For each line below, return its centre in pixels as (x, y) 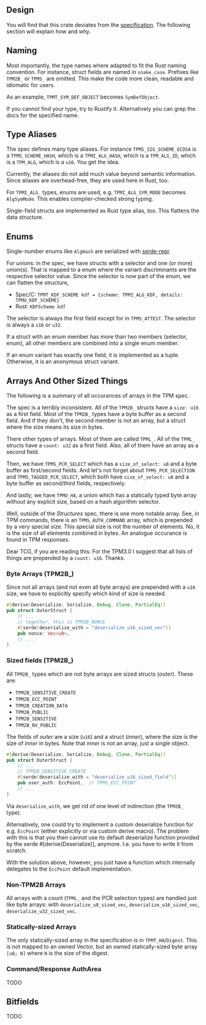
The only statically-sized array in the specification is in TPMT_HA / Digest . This (102, 940)
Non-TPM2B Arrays (36, 885)
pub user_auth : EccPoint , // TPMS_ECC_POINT (77, 783)
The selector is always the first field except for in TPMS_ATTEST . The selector (101, 319)
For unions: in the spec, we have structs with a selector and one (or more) (100, 263)
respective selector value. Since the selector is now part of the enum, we (99, 276)
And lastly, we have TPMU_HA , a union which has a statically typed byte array (101, 495)
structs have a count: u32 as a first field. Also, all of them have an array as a (102, 445)
